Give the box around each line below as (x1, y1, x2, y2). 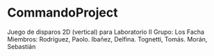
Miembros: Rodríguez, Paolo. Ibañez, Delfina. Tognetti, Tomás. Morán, (7, 35, 208, 43)
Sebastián (7, 42, 36, 50)
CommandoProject (7, 5, 118, 21)
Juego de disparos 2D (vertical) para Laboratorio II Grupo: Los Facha (7, 28, 205, 36)
